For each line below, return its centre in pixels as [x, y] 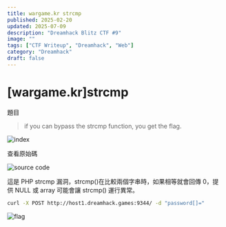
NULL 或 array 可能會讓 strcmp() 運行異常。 [77, 190]
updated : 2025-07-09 [37, 26]
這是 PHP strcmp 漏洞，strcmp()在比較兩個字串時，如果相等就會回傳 [104, 181]
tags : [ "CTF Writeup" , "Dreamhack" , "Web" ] [71, 45]
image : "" [21, 39]
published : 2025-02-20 [40, 20]
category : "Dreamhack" [40, 52]
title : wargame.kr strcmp [44, 13]
